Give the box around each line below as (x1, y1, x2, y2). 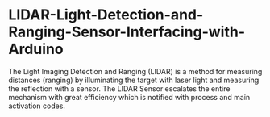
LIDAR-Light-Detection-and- (8, 6, 204, 24)
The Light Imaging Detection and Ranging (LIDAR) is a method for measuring (8, 66, 263, 76)
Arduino (8, 40, 64, 58)
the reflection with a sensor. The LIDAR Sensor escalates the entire (8, 83, 231, 94)
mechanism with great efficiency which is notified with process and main (8, 92, 251, 102)
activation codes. (8, 101, 66, 111)
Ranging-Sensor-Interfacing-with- (8, 23, 246, 41)
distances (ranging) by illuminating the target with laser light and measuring (8, 75, 260, 85)
